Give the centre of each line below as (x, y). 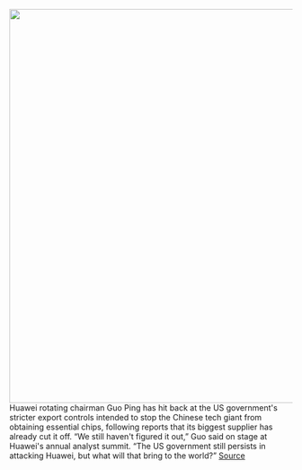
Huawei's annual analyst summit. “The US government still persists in (138, 446)
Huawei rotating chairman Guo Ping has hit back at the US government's (144, 408)
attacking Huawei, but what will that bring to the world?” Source (127, 456)
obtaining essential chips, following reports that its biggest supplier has (141, 427)
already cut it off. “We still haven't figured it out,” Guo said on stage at (138, 436)
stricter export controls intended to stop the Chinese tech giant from (136, 417)
